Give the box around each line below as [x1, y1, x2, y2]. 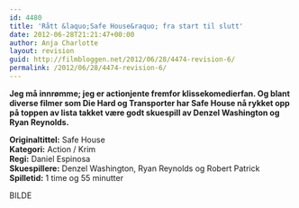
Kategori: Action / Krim [9, 143, 96, 154]
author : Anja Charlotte [9, 38, 99, 48]
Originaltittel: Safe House [9, 134, 105, 145]
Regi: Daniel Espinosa [9, 153, 91, 164]
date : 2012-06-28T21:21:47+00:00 [9, 30, 135, 39]
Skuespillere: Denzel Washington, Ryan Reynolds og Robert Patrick [9, 163, 260, 174]
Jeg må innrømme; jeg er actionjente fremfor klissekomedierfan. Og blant [9, 87, 291, 99]
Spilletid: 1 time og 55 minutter [9, 172, 124, 183]
